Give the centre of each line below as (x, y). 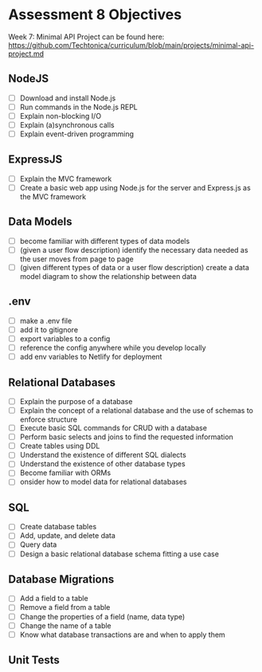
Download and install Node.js (68, 98)
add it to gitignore (49, 329)
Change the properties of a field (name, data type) (102, 616)
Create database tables (58, 527)
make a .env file (46, 320)
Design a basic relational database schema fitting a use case (119, 554)
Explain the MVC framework (66, 179)
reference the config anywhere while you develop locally (113, 348)
